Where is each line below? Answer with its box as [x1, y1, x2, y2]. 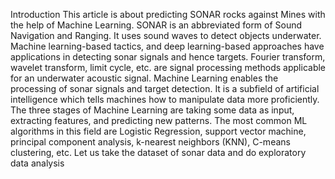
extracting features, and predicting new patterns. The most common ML [10, 115, 308, 126]
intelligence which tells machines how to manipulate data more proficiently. [10, 94, 320, 105]
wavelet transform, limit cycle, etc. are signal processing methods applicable [10, 62, 327, 73]
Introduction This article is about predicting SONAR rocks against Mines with [10, 9, 326, 20]
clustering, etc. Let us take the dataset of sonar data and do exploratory [10, 147, 307, 158]
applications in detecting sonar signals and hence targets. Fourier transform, [10, 51, 326, 63]
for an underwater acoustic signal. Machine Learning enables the [10, 72, 279, 84]
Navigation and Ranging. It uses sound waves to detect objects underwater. [10, 30, 322, 41]
